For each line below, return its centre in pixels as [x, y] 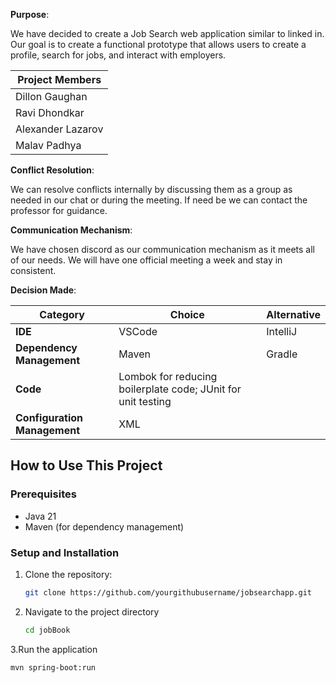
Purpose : [30, 14]
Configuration [49, 417]
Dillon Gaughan [51, 96]
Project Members [59, 79]
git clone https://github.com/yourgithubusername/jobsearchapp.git [168, 592]
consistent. [33, 270]
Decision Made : [43, 290]
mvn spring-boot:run [53, 667]
